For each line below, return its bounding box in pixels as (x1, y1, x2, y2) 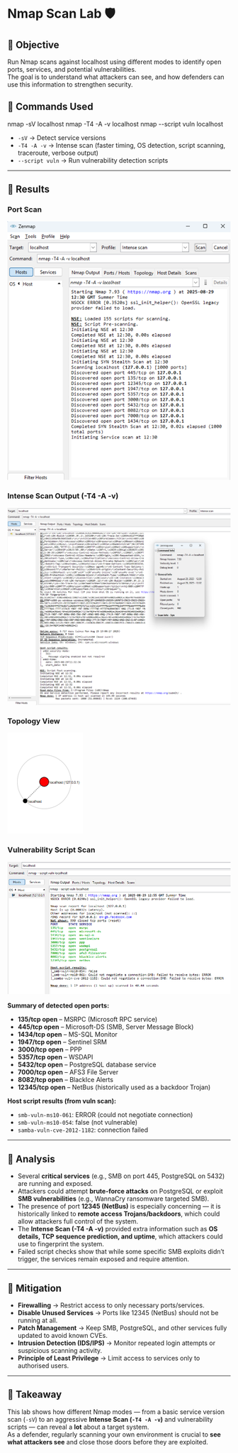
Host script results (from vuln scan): (7, 1097, 117, 1106)
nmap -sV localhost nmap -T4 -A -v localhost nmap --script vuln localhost (7, 119, 224, 128)
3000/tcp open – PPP (17, 1045, 83, 1054)
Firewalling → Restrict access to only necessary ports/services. (17, 1301, 205, 1309)
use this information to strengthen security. (7, 80, 133, 89)
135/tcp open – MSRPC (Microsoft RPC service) (17, 1015, 158, 1024)
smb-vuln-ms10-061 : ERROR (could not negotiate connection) (17, 1111, 193, 1119)
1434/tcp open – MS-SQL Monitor (17, 1030, 118, 1039)
